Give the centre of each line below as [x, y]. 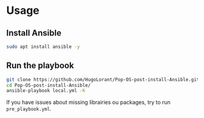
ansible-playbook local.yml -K [46, 91]
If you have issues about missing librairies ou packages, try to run [89, 102]
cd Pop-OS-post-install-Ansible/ [49, 85]
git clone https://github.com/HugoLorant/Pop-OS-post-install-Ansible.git [103, 79]
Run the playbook [40, 66]
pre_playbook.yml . [29, 109]
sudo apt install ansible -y [43, 47]
